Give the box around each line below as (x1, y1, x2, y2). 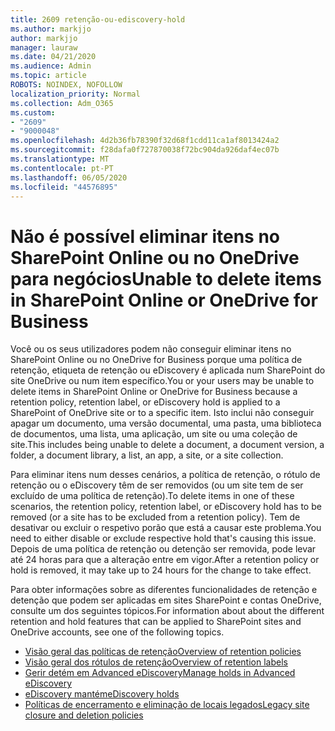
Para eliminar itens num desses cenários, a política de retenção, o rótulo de (10, 469, 321, 481)
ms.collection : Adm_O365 (10, 98, 114, 108)
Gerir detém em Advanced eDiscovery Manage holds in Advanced (24, 667, 296, 679)
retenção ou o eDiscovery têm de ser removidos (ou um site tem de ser (10, 479, 304, 491)
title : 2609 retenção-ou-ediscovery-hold (10, 14, 186, 25)
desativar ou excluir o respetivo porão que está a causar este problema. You (10, 522, 322, 534)
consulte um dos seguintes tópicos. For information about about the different (10, 605, 325, 617)
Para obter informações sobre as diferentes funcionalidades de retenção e (10, 584, 318, 596)
